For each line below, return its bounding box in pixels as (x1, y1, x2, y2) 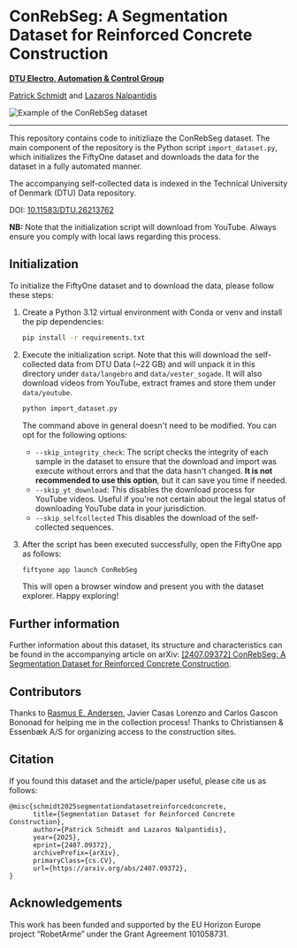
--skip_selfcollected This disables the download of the (34, 512, 240, 523)
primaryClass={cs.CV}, (32, 856, 117, 865)
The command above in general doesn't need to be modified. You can (21, 420, 277, 431)
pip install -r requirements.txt (21, 333, 146, 342)
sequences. (71, 522, 114, 532)
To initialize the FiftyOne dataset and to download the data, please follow (9, 280, 274, 291)
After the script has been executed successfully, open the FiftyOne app (21, 539, 283, 549)
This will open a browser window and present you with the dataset (21, 581, 264, 592)
